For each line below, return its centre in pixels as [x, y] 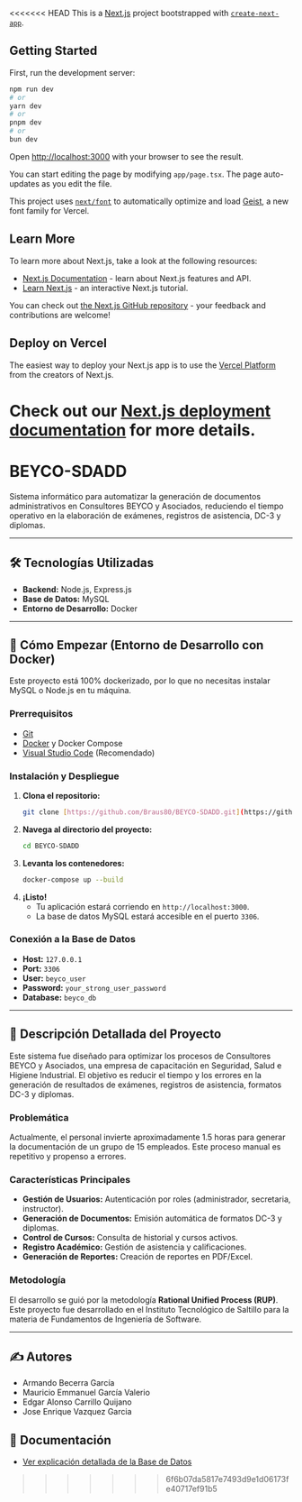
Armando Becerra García [68, 1383]
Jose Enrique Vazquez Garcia [77, 1412]
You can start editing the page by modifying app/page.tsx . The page [136, 174]
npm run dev [31, 89]
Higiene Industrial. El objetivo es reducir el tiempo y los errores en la [136, 1075]
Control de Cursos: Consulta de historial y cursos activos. [130, 1238]
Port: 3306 [41, 968]
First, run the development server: [72, 72]
